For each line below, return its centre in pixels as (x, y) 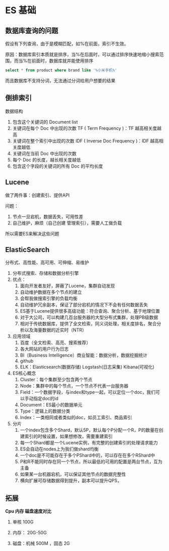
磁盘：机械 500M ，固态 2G (41, 543)
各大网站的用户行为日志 (44, 349)
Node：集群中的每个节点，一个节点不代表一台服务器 (74, 386)
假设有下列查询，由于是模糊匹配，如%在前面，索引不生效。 (67, 44)
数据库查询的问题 (32, 31)
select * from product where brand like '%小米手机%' (61, 70)
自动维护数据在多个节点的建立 (51, 292)
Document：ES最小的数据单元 (51, 405)
